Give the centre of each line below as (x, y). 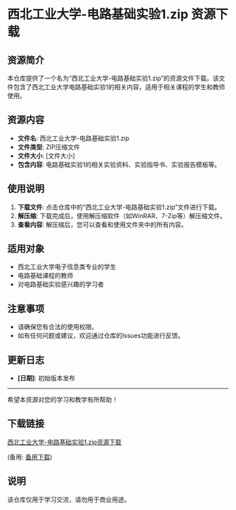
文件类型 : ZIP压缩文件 (49, 147)
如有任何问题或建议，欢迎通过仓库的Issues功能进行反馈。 (101, 336)
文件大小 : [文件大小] (46, 156)
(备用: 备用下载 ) (30, 457)
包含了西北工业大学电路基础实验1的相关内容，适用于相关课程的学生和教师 (119, 87)
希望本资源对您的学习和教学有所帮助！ (63, 400)
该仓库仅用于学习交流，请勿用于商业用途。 (69, 499)
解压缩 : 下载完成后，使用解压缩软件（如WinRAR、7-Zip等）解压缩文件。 (122, 215)
